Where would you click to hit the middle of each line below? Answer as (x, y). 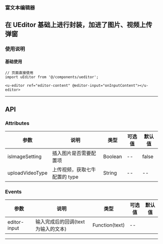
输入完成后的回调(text (60, 222)
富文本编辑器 (20, 7)
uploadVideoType (27, 173)
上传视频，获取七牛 (74, 170)
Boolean (113, 157)
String (110, 173)
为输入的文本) (51, 229)
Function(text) (109, 225)
